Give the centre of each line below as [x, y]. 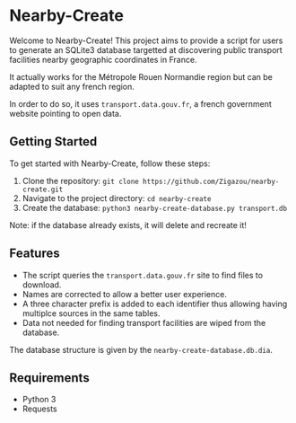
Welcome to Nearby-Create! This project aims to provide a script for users [146, 40]
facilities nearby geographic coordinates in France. [103, 59]
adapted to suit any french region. [72, 86]
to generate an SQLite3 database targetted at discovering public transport [146, 49]
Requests [39, 409]
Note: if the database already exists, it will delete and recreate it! [128, 225]
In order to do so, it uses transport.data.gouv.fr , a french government [140, 103]
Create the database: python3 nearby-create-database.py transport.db [155, 207]
